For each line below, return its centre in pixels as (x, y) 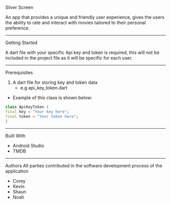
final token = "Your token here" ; (42, 116)
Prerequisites (19, 72)
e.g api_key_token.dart (44, 88)
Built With (15, 136)
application (17, 171)
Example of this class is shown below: (52, 98)
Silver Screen (19, 7)
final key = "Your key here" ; (37, 111)
